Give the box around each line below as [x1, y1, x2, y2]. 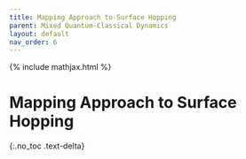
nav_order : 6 [9, 37, 58, 47]
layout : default [9, 29, 69, 38]
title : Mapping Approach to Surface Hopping [9, 12, 177, 22]
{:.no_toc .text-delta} [9, 140, 85, 151]
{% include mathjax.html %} [9, 62, 112, 72]
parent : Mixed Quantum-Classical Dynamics [9, 21, 169, 30]
